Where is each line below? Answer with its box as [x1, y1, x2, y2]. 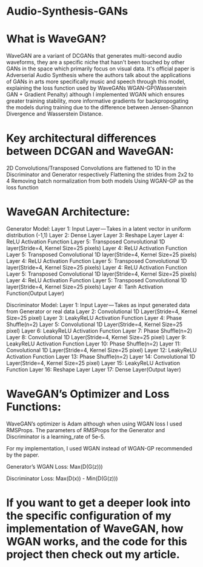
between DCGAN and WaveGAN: [6, 144, 174, 158]
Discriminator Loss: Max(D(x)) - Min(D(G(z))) [6, 475, 118, 482]
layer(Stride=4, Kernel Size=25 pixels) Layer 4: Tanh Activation [6, 283, 164, 290]
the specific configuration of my [6, 509, 171, 523]
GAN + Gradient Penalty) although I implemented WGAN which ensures [6, 91, 185, 98]
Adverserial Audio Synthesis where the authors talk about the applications [6, 72, 191, 79]
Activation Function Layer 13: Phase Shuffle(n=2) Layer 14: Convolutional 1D [6, 353, 196, 360]
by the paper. [6, 451, 39, 458]
